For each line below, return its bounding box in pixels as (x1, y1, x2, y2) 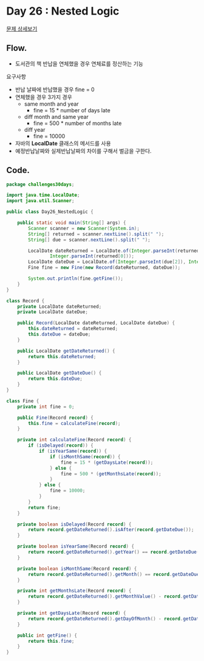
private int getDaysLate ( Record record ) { (17, 610, 126, 617)
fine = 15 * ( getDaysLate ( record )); (60, 459, 154, 466)
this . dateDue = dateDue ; (28, 331, 91, 337)
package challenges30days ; (6, 181, 75, 188)
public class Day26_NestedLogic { (6, 209, 94, 215)
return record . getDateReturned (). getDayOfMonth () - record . (28, 615, 183, 622)
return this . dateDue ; (28, 376, 83, 382)
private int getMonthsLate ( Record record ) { (17, 588, 132, 594)
